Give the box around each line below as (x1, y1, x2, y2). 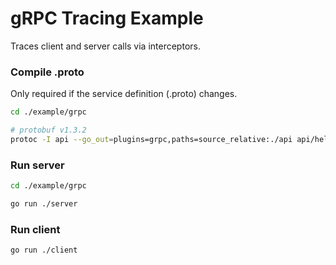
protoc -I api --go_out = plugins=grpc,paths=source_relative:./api (10, 134, 293, 144)
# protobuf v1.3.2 (10, 125, 87, 136)
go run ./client (10, 245, 78, 256)
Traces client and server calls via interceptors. (10, 40, 201, 52)
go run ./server (10, 199, 78, 209)
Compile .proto (10, 65, 85, 79)
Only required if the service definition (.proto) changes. (10, 88, 238, 100)
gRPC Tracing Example (10, 7, 204, 30)
